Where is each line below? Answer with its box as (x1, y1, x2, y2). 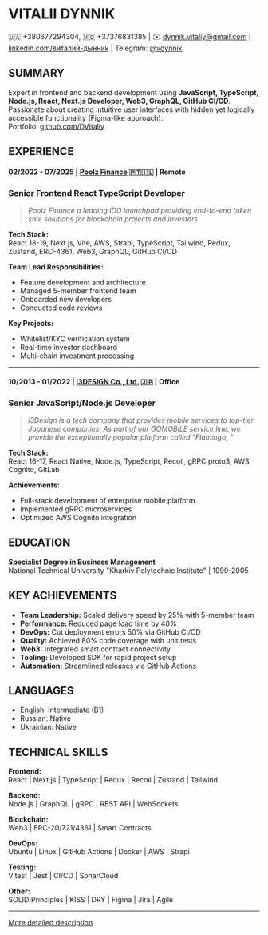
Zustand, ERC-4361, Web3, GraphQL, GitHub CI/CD (8, 247, 178, 257)
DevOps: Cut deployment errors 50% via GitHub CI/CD (19, 627, 201, 636)
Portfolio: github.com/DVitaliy (8, 121, 105, 131)
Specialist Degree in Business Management (8, 557, 156, 567)
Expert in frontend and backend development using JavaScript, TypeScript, (8, 87, 259, 97)
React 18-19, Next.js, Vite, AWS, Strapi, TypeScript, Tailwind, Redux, (8, 238, 231, 248)
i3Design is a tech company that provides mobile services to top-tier (27, 415, 254, 424)
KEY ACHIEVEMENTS (8, 589, 117, 603)
